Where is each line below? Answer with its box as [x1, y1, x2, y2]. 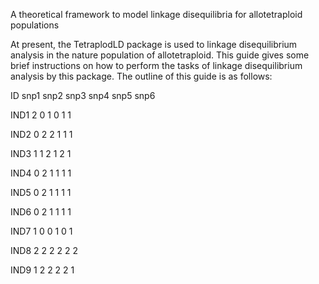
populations [10, 19, 60, 31]
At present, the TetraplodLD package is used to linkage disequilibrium [10, 39, 298, 50]
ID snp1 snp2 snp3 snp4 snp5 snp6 [10, 90, 156, 101]
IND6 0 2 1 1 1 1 [10, 206, 72, 218]
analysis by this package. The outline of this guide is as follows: [10, 70, 273, 82]
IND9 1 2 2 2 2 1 [10, 264, 75, 276]
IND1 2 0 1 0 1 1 [10, 109, 72, 121]
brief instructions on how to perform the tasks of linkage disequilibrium [10, 60, 303, 71]
